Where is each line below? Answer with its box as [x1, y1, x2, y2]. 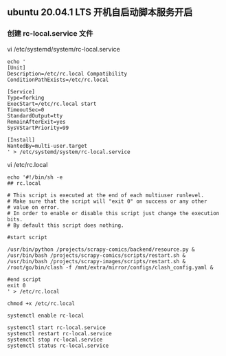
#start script [7, 234, 48, 241]
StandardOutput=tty [7, 112, 63, 119]
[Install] [7, 136, 36, 143]
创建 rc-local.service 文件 [7, 29, 93, 38]
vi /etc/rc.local [7, 160, 48, 168]
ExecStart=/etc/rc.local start [7, 100, 97, 107]
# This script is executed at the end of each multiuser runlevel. [7, 192, 205, 199]
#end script [7, 276, 41, 283]
